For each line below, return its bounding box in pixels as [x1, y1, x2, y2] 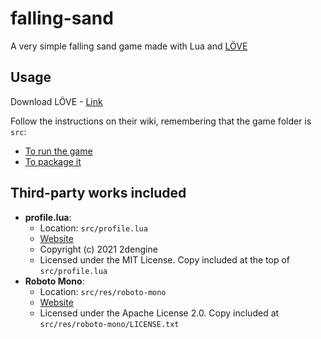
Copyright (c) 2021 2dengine [39, 243, 158, 255]
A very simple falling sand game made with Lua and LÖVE [10, 40, 248, 52]
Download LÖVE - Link [10, 95, 103, 107]
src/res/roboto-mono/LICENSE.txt [39, 319, 180, 329]
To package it [24, 155, 82, 167]
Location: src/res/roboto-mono [39, 285, 167, 297]
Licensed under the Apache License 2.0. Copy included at [39, 307, 280, 319]
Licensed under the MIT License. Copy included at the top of [39, 253, 291, 266]
